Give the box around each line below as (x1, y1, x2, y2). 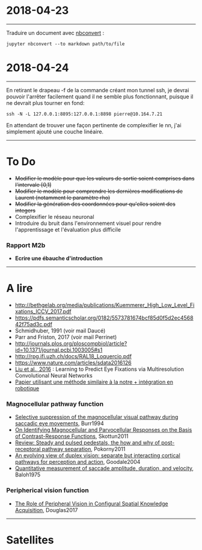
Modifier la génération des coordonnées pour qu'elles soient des (14, 200, 176, 207)
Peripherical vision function (6, 486, 89, 495)
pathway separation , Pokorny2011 (41, 446, 126, 453)
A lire (6, 282, 33, 296)
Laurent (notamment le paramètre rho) (14, 194, 111, 201)
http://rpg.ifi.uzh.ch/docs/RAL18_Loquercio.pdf (14, 353, 132, 360)
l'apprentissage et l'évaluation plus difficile (14, 226, 121, 233)
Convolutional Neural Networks (14, 372, 93, 379)
